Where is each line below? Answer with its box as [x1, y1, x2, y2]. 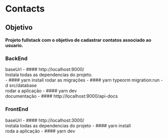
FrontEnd [5, 106, 29, 113]
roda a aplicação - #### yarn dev [5, 128, 75, 134]
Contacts [5, 3, 45, 15]
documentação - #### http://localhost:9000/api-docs [5, 93, 118, 99]
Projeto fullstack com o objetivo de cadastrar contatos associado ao [5, 37, 152, 43]
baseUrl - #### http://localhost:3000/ [5, 117, 85, 123]
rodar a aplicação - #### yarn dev [5, 88, 77, 94]
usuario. [5, 42, 24, 48]
